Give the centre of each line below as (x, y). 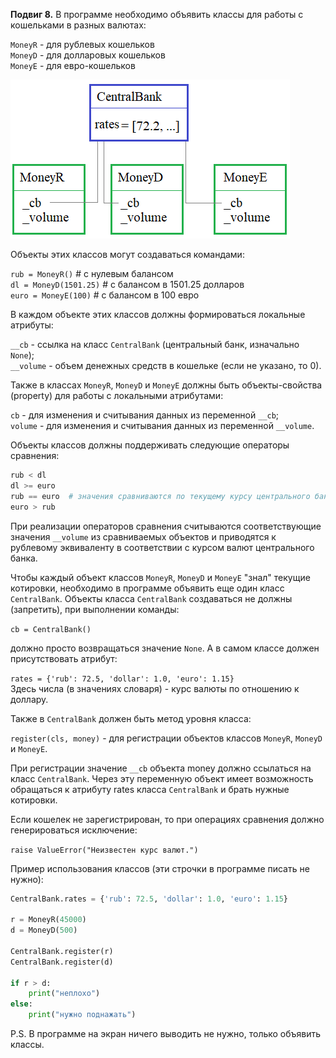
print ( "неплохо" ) (64, 994)
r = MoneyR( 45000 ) (48, 920)
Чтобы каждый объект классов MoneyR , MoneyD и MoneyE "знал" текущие (160, 577)
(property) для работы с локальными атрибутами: (117, 395)
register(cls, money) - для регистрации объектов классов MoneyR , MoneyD (166, 738)
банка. (24, 558)
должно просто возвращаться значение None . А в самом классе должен (165, 648)
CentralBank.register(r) (62, 951)
